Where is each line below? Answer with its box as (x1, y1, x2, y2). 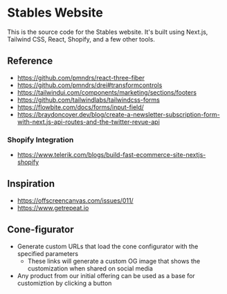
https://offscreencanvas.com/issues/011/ (17, 196, 134, 205)
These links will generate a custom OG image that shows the (27, 257, 201, 265)
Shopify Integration (7, 135, 74, 145)
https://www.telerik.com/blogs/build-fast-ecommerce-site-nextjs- (17, 151, 206, 159)
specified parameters (17, 249, 78, 257)
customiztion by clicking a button (17, 279, 112, 287)
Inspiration (7, 178, 55, 190)
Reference (7, 55, 53, 67)
